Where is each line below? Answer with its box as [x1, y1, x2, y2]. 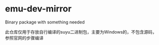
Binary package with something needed [5, 19, 85, 25]
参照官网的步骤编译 [5, 35, 44, 41]
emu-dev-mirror [5, 3, 72, 14]
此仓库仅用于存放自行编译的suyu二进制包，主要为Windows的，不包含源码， [5, 29, 157, 34]
